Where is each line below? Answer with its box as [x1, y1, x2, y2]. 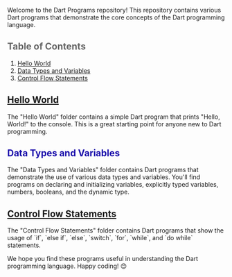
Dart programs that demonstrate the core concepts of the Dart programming [7, 13, 225, 22]
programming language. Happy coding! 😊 [7, 262, 127, 270]
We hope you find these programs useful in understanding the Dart [7, 255, 199, 263]
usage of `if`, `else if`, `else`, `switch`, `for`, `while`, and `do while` [7, 234, 193, 242]
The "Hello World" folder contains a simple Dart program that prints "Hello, [7, 112, 220, 121]
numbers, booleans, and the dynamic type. [7, 187, 130, 196]
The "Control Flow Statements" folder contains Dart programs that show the [7, 226, 224, 235]
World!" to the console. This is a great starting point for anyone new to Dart [7, 119, 222, 128]
